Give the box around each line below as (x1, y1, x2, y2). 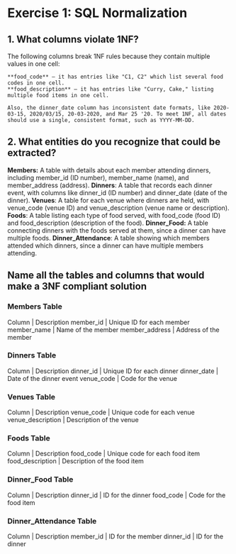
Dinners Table (7, 350, 57, 360)
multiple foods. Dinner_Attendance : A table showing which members (7, 233, 210, 242)
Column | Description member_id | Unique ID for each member (7, 318, 190, 326)
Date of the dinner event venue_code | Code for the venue (7, 374, 177, 382)
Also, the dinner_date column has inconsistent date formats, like (7, 104, 211, 111)
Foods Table (7, 433, 51, 443)
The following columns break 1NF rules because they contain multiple (7, 52, 210, 60)
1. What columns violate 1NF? (7, 33, 140, 45)
